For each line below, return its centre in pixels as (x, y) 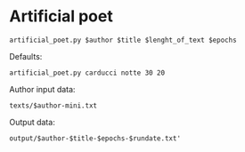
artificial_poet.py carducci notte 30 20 (87, 73)
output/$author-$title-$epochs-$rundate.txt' (95, 138)
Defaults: (26, 56)
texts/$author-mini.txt (53, 105)
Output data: (32, 122)
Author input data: (42, 89)
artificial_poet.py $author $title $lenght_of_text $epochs (123, 40)
